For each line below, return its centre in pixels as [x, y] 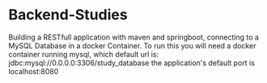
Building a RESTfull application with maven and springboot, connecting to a [133, 37]
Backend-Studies [68, 15]
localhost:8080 [34, 71]
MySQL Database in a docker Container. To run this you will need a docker [132, 45]
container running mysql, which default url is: [84, 54]
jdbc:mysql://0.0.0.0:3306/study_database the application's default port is [131, 63]
